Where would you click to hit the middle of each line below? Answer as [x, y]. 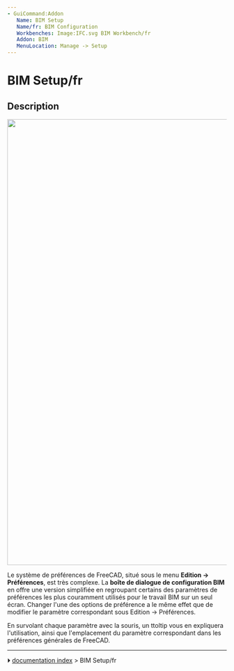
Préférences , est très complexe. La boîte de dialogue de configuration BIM [116, 582]
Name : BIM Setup [40, 20]
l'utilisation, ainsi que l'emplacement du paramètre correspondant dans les [114, 633]
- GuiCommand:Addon [36, 14]
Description [33, 106]
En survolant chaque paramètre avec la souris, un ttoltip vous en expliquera [116, 625]
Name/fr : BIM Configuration [57, 26]
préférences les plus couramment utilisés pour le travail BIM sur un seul [110, 597]
